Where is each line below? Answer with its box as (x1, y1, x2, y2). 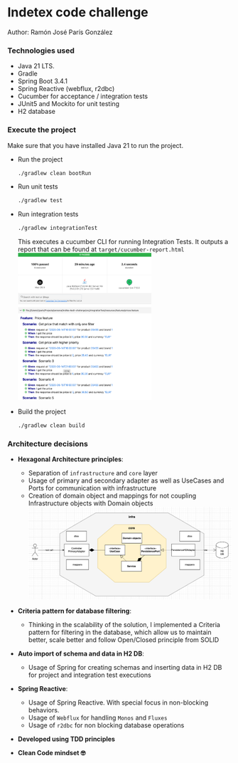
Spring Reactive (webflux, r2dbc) (17, 85, 115, 93)
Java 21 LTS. (17, 62, 55, 70)
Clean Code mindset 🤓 (17, 749, 86, 757)
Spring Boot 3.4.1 (17, 77, 67, 85)
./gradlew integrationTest (17, 225, 98, 232)
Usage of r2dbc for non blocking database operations (28, 721, 185, 730)
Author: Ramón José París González (7, 28, 113, 36)
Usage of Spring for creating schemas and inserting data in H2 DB (28, 663, 222, 672)
